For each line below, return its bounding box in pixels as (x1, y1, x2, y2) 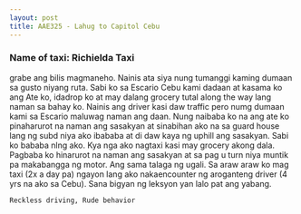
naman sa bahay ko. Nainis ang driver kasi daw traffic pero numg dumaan (9, 101, 285, 112)
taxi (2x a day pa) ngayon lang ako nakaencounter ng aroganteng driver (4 (9, 169, 288, 180)
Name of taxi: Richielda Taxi (9, 52, 135, 64)
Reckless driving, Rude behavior (9, 196, 136, 205)
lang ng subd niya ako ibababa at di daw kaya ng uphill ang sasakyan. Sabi (9, 130, 289, 141)
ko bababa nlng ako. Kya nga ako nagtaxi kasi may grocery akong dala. (9, 140, 275, 151)
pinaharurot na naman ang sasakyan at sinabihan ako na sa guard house (9, 120, 280, 131)
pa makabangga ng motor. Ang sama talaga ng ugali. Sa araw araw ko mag (9, 159, 289, 170)
